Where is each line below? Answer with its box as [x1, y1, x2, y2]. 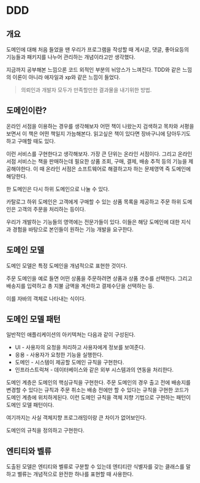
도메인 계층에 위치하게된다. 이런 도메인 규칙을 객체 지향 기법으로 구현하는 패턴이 [6, 394, 191, 401]
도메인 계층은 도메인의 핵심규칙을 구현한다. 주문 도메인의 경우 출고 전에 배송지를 [6, 379, 191, 386]
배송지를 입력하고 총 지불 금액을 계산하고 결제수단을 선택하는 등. [6, 282, 155, 289]
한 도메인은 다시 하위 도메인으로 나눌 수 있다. [6, 185, 110, 192]
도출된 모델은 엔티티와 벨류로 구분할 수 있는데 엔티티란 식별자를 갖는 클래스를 [6, 463, 185, 470]
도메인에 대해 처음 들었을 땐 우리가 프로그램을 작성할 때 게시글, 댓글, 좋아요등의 [6, 46, 189, 53]
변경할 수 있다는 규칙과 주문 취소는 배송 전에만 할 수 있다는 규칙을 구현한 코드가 [6, 387, 189, 394]
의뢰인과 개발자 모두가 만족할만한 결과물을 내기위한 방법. [20, 86, 152, 93]
